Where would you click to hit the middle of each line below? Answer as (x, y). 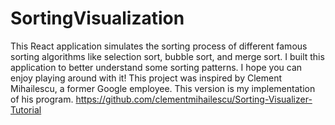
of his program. (42, 99)
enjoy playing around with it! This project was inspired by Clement (146, 78)
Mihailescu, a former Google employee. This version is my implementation (163, 88)
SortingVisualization (97, 18)
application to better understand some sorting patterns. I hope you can (156, 67)
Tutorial (26, 109)
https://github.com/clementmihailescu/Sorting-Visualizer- (194, 99)
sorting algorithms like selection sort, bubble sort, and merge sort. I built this (167, 56)
